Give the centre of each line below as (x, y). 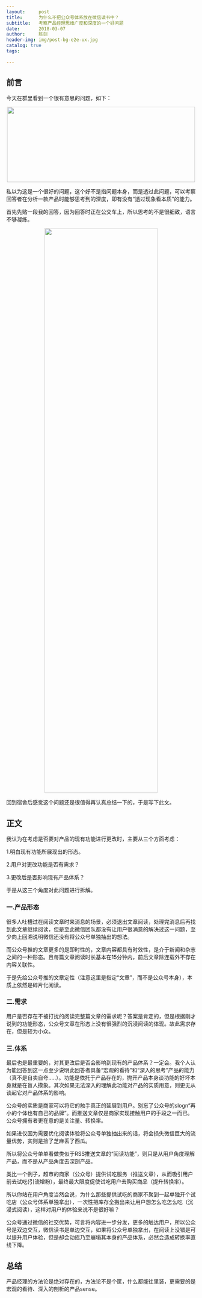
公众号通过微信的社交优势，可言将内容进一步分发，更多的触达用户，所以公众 (101, 1222)
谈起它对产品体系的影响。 (38, 1093)
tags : (13, 51)
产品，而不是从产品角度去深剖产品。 (51, 1161)
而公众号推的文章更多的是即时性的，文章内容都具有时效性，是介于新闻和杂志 (101, 949)
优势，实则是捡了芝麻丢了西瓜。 (51, 1141)
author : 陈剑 (27, 34)
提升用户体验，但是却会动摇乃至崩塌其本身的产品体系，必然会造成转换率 (101, 1237)
